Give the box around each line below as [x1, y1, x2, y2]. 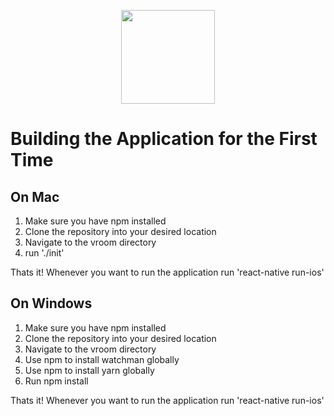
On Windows [10, 295, 93, 312]
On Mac [10, 188, 60, 205]
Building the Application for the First [10, 128, 318, 150]
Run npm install [24, 375, 89, 387]
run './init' [24, 247, 65, 259]
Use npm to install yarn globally [24, 364, 155, 376]
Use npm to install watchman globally [24, 353, 180, 365]
